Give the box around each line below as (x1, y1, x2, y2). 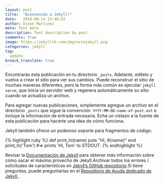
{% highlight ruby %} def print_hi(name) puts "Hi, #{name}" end (5, 137, 136, 143)
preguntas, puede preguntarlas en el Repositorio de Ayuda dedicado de (5, 168, 152, 174)
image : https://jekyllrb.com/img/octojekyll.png (5, 40, 108, 45)
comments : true (5, 35, 37, 40)
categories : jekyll (5, 44, 46, 49)
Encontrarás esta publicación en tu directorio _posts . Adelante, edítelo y (5, 71, 153, 77)
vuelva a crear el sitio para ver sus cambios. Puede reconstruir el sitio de (5, 77, 155, 83)
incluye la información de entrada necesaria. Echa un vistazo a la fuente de (5, 113, 159, 119)
